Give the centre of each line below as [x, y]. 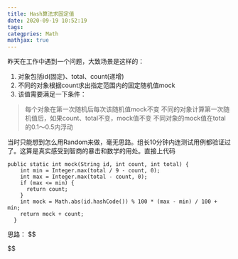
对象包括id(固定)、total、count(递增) [71, 77]
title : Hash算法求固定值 [41, 14]
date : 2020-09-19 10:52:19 [47, 21]
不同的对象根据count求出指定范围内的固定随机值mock [96, 85]
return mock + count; [52, 214]
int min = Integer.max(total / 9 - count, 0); [90, 171]
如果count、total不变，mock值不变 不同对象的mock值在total [137, 119]
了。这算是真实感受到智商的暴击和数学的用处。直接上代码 [91, 151]
